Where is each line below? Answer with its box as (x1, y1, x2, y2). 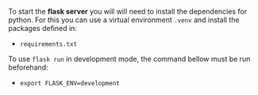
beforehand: (8, 63, 49, 72)
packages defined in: (8, 24, 78, 32)
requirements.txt (19, 40, 78, 48)
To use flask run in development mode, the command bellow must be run (8, 55, 251, 63)
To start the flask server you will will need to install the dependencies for (8, 7, 248, 16)
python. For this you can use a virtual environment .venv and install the (8, 15, 240, 25)
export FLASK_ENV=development (19, 79, 121, 87)
